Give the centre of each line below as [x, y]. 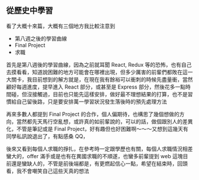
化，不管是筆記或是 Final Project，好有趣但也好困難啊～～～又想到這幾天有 [97, 129]
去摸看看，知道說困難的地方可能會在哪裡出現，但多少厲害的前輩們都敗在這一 [99, 72]
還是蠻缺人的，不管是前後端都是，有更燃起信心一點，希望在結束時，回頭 [99, 163]
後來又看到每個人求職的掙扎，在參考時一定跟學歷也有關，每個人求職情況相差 [99, 149]
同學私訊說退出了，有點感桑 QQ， [47, 136]
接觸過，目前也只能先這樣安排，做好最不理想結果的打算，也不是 [110, 94]
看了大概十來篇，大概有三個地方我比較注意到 [61, 26]
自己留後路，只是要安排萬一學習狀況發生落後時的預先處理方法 [92, 102]
